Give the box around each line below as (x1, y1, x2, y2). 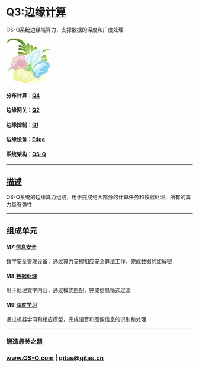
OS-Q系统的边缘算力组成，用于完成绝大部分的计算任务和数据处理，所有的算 (6, 193, 191, 201)
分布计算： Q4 (6, 91, 40, 99)
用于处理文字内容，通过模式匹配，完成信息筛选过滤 (6, 287, 131, 294)
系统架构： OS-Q (6, 150, 46, 157)
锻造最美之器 (6, 338, 43, 346)
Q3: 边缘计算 (6, 5, 66, 19)
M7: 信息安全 (6, 243, 37, 250)
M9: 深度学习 (6, 301, 37, 309)
